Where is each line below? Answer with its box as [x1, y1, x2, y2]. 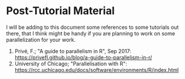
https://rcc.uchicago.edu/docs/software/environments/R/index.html [14, 66, 179, 73]
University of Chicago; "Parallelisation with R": [14, 60, 128, 67]
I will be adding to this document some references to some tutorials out [6, 24, 179, 31]
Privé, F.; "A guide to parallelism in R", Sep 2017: [14, 47, 131, 54]
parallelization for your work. [6, 36, 76, 43]
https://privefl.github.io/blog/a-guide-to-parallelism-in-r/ [14, 54, 153, 61]
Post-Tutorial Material [6, 4, 115, 18]
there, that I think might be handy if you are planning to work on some [6, 29, 176, 37]
